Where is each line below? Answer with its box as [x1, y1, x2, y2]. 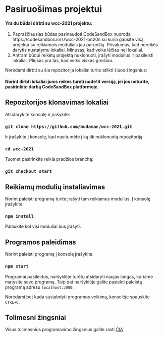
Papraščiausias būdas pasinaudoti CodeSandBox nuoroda [12, 31, 131, 37]
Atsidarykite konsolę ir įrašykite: [5, 111, 70, 117]
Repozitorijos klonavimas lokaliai [5, 98, 109, 107]
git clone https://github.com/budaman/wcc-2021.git [5, 124, 133, 130]
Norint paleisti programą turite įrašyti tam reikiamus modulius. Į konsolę [5, 196, 151, 202]
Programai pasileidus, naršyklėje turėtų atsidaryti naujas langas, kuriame [5, 273, 153, 279]
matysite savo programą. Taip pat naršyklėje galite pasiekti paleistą [5, 279, 142, 285]
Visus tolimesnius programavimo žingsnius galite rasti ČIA [5, 327, 123, 333]
